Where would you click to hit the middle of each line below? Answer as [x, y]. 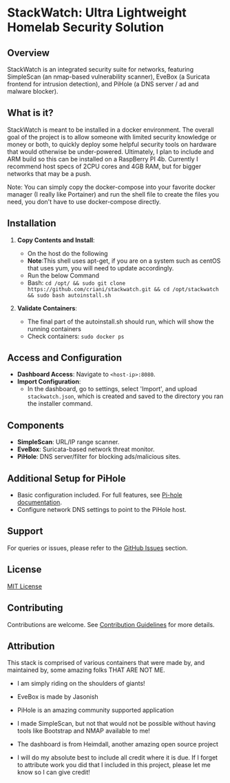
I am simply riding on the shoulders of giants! [81, 684]
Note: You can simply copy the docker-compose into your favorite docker [111, 187]
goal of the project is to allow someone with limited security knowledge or [112, 137]
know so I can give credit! [54, 772]
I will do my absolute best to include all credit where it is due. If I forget [117, 757]
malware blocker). [33, 91]
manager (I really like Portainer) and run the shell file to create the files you [113, 194]
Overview [29, 53]
